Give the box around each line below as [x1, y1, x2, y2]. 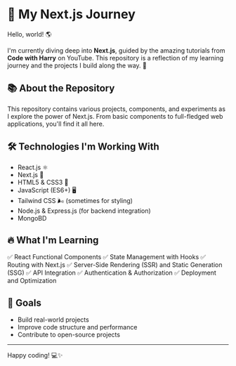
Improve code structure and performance [17, 323, 138, 332]
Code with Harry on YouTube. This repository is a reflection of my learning [7, 53, 224, 62]
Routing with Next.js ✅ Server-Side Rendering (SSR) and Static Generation [7, 261, 223, 269]
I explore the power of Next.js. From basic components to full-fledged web [7, 112, 223, 120]
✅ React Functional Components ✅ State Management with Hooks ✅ [7, 253, 206, 261]
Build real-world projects [17, 315, 89, 324]
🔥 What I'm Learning [7, 234, 99, 246]
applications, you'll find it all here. [7, 119, 105, 128]
